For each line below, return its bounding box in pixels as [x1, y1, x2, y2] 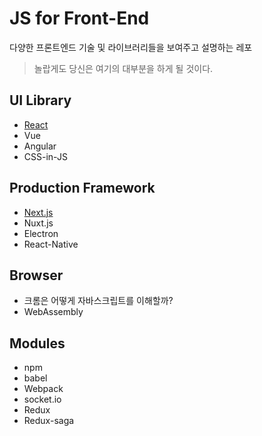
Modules [9, 335, 66, 352]
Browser [9, 267, 64, 284]
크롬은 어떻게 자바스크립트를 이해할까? [23, 295, 174, 307]
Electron [23, 227, 59, 239]
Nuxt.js [23, 217, 54, 229]
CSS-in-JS [23, 150, 68, 162]
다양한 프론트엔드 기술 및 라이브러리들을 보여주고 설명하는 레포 [9, 41, 253, 53]
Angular [23, 140, 57, 152]
